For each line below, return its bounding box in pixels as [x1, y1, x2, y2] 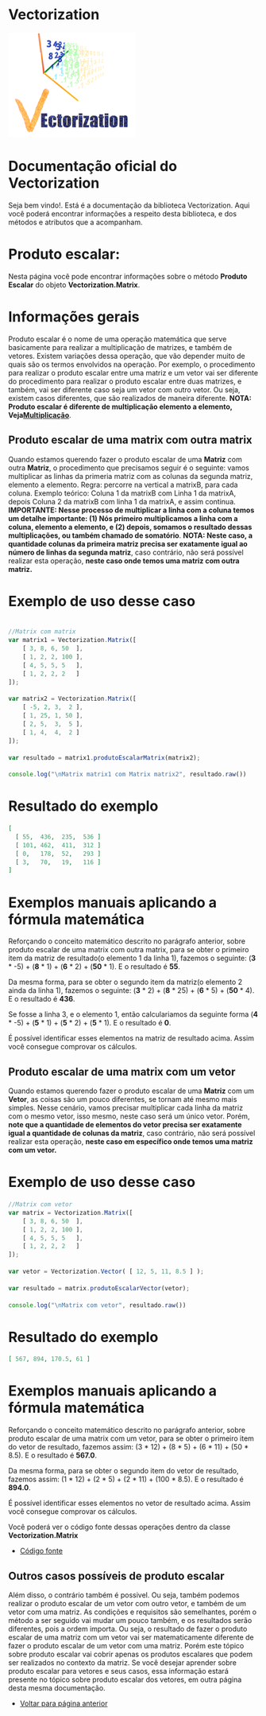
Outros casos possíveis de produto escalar [8, 1569, 225, 1582]
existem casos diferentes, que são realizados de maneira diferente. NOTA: [8, 393, 252, 403]
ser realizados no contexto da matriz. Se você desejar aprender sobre [8, 1657, 237, 1667]
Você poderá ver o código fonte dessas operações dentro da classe [8, 1522, 231, 1532]
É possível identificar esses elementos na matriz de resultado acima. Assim [8, 1033, 254, 1043]
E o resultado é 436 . [8, 994, 75, 1004]
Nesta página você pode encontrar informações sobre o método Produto [8, 271, 248, 281]
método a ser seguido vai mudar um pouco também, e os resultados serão [8, 1615, 253, 1625]
